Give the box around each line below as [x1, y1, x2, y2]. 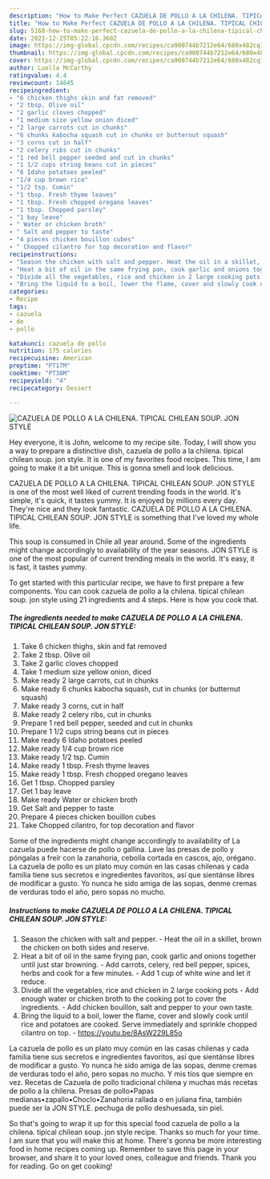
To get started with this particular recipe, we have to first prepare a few [9, 577, 244, 587]
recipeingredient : [9, 86, 71, 95]
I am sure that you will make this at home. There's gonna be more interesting [9, 1136, 262, 1145]
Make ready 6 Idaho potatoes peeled [20, 735, 143, 745]
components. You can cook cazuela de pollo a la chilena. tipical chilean [9, 586, 244, 596]
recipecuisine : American [9, 355, 92, 363]
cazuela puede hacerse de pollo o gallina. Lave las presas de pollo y [9, 845, 235, 854]
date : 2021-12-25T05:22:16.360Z [9, 34, 117, 43]
